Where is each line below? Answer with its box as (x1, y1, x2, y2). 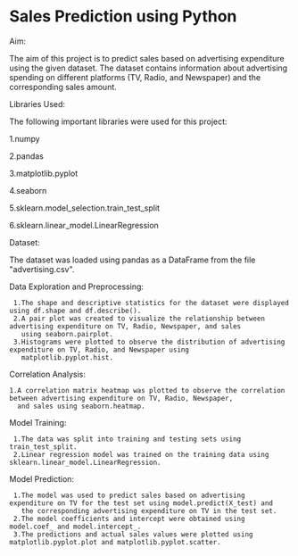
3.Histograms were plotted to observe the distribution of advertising (12, 337, 286, 346)
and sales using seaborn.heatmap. (17, 402, 145, 411)
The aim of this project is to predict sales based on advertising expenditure (9, 53, 285, 63)
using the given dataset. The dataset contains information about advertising (9, 62, 288, 73)
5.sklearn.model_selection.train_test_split (9, 203, 161, 213)
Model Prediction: (9, 473, 74, 484)
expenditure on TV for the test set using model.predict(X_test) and (9, 498, 274, 508)
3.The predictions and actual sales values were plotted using (12, 529, 253, 539)
